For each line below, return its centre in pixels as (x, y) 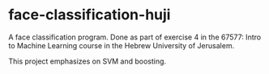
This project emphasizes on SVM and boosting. (88, 61)
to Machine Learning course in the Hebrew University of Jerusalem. (122, 45)
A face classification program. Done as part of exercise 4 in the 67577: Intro (135, 37)
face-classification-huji (90, 15)
